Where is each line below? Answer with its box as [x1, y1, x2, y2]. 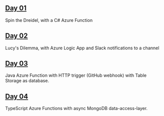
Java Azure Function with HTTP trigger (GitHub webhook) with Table [5, 72, 146, 79]
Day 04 [5, 92, 28, 101]
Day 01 [5, 4, 26, 12]
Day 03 [5, 59, 28, 68]
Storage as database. [5, 78, 49, 84]
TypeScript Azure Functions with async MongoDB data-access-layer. [5, 106, 148, 112]
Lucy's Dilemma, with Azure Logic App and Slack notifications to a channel [5, 45, 159, 51]
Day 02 [5, 32, 28, 40]
